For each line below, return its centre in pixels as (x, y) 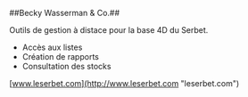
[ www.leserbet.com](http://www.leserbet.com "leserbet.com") (124, 83)
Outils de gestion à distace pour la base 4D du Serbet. (109, 30)
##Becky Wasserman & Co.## (65, 13)
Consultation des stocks (66, 66)
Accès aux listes (52, 47)
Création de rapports (61, 57)
